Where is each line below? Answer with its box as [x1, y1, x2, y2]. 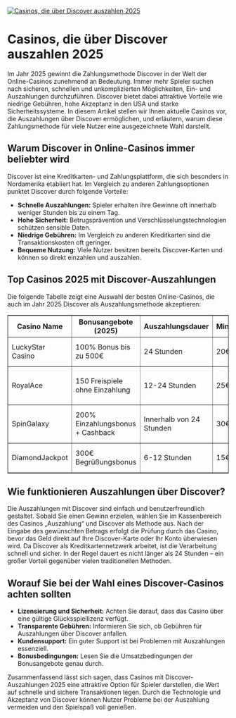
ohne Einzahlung [74, 385, 131, 395]
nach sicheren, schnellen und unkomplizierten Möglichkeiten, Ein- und [7, 85, 211, 93]
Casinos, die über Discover [7, 32, 168, 47]
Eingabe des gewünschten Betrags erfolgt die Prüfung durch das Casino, [7, 527, 219, 536]
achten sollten [7, 588, 72, 600]
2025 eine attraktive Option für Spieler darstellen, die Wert [50, 681, 220, 689]
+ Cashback [74, 427, 116, 437]
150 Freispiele [74, 376, 123, 385]
